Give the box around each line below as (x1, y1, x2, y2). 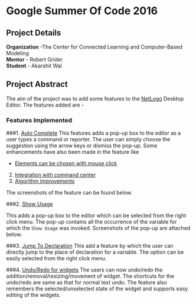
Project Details (6, 28, 61, 38)
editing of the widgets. (6, 292, 61, 299)
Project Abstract (6, 79, 68, 89)
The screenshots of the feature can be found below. (6, 189, 133, 196)
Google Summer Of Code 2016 (6, 4, 158, 18)
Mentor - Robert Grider (6, 56, 63, 63)
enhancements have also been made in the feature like (6, 148, 139, 156)
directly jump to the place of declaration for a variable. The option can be (6, 248, 184, 256)
